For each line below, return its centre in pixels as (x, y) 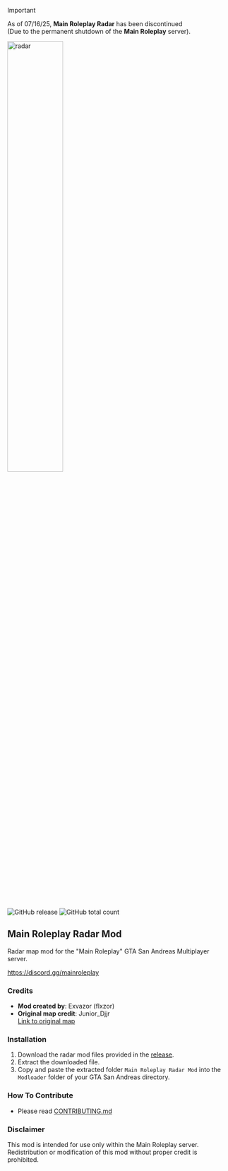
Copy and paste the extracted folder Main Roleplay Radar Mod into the (119, 1070)
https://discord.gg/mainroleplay (53, 972)
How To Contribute (40, 1095)
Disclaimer (26, 1129)
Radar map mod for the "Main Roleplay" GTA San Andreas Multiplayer (108, 951)
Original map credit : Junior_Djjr (64, 1014)
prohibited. (23, 1160)
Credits (20, 990)
